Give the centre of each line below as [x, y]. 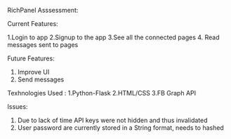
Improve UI [33, 72]
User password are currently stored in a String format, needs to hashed [121, 128]
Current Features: [33, 24]
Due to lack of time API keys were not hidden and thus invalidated [113, 120]
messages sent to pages [43, 45]
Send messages [41, 79]
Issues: [18, 107]
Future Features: [31, 58]
